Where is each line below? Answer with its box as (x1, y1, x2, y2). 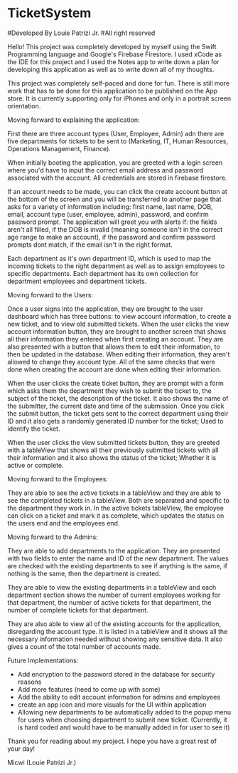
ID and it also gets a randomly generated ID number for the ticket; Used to (7, 416, 224, 425)
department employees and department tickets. (7, 277, 147, 285)
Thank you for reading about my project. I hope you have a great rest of (7, 737, 217, 745)
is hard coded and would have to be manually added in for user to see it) (17, 722, 230, 732)
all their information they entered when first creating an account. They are (7, 334, 224, 343)
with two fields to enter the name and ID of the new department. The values (7, 554, 229, 563)
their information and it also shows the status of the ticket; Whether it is (7, 453, 217, 461)
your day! (7, 744, 36, 753)
